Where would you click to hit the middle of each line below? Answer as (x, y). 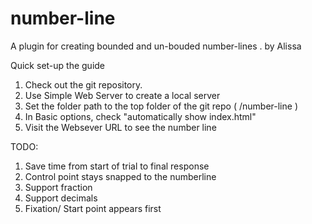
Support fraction (58, 187)
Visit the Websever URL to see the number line (120, 127)
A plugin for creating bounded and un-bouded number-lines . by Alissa (156, 46)
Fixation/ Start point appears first (93, 208)
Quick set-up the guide (58, 65)
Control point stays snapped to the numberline (120, 176)
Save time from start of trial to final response (117, 166)
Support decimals (61, 198)
